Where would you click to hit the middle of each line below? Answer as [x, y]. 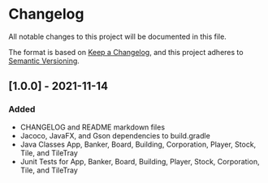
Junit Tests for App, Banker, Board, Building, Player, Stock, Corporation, [140, 161]
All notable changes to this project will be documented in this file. [118, 36]
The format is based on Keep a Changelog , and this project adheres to [126, 52]
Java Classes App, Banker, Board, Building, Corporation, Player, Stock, [138, 144]
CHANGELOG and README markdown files [92, 127]
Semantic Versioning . [44, 61]
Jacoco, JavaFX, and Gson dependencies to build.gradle [115, 135]
